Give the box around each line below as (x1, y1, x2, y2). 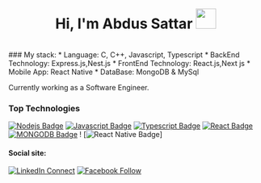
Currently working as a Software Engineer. (8, 82, 149, 92)
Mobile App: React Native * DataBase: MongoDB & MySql (8, 67, 200, 77)
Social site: (8, 148, 47, 157)
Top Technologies (8, 102, 81, 114)
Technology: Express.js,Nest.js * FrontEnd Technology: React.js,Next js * (8, 58, 250, 68)
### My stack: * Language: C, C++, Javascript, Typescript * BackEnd (8, 49, 240, 60)
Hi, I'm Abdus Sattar (55, 15, 193, 33)
